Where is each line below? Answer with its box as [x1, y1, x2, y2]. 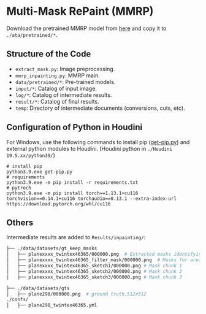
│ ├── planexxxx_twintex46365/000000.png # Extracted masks [6, 251, 172, 258]
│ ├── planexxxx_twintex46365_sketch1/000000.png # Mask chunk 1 [6, 262, 183, 269]
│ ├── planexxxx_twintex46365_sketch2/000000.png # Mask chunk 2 [6, 268, 183, 274]
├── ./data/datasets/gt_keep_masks [6, 245, 97, 252]
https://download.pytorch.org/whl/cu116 [6, 201, 112, 207]
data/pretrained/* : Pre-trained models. [15, 78, 116, 85]
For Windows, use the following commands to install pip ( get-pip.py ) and [6, 138, 190, 145]
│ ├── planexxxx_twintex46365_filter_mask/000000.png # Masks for [6, 257, 188, 263]
